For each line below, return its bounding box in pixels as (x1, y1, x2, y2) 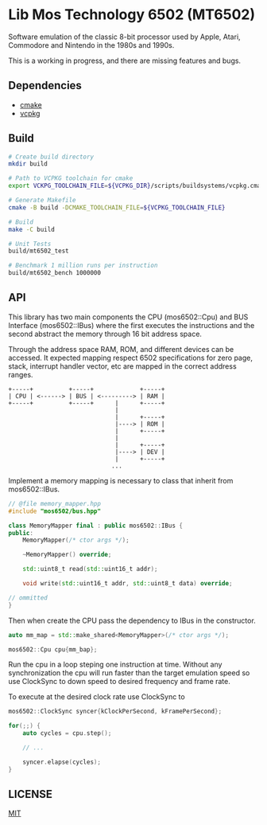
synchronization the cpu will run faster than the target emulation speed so (8, 668, 250, 678)
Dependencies (8, 79, 82, 92)
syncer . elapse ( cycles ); (22, 758, 102, 766)
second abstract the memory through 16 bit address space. (8, 329, 203, 338)
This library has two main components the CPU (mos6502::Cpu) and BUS (8, 312, 249, 322)
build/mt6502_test (8, 247, 69, 256)
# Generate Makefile (8, 197, 77, 205)
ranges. (8, 369, 33, 379)
